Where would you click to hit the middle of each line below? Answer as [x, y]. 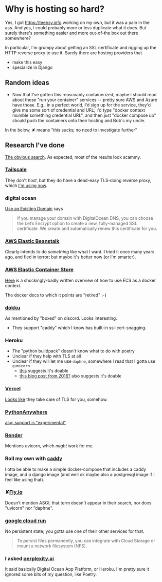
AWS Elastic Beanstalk [32, 241]
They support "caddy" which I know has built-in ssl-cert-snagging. [79, 328]
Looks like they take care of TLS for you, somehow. [56, 399]
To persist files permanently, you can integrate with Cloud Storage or [86, 541]
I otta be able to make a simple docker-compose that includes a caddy [76, 469]
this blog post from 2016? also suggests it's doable [70, 376]
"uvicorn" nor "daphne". [29, 508]
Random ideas [27, 83]
